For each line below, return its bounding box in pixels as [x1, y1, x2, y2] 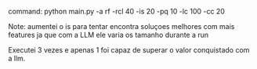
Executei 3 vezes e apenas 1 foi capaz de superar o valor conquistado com [8, 45, 250, 54]
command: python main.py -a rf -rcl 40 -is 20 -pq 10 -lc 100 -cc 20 [8, 7, 226, 16]
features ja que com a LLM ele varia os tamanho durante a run [8, 31, 209, 39]
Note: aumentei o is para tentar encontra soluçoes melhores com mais [8, 22, 235, 31]
